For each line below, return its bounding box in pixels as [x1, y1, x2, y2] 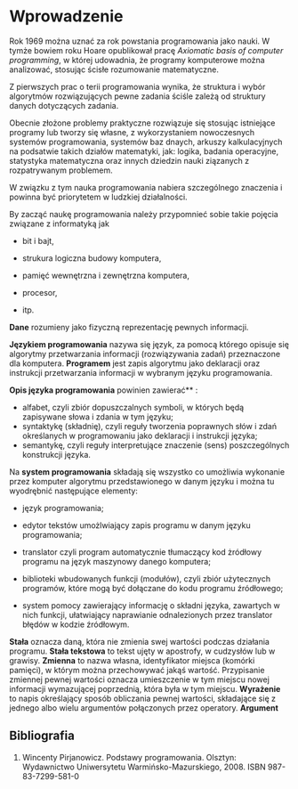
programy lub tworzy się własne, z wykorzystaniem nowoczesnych [9, 126, 255, 137]
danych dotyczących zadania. [9, 100, 119, 110]
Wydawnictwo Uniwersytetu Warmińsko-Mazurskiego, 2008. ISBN [21, 761, 266, 772]
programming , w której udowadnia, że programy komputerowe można [9, 54, 265, 65]
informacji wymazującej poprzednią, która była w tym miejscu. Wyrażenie [9, 683, 281, 694]
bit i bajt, [21, 235, 55, 246]
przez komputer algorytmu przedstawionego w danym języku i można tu [9, 476, 275, 486]
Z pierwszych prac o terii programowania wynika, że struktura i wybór [9, 81, 266, 92]
